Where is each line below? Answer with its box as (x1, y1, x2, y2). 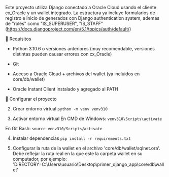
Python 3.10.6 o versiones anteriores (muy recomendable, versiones (12, 46, 155, 51)
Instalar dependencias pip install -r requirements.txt (12, 135, 131, 141)
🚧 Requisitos (5, 36, 31, 42)
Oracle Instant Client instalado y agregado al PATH (12, 86, 118, 92)
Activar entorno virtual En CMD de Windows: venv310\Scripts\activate (12, 115, 162, 122)
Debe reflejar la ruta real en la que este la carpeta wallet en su (12, 151, 143, 157)
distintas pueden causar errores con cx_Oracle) (12, 51, 112, 57)
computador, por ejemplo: (12, 156, 67, 162)
